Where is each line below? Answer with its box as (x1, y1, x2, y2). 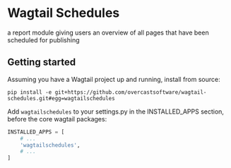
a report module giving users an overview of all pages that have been (7, 28, 210, 37)
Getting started (7, 56, 76, 68)
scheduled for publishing (7, 35, 80, 44)
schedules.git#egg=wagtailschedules (7, 95, 115, 102)
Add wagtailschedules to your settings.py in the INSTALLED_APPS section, (7, 107, 225, 116)
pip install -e (7, 88, 52, 96)
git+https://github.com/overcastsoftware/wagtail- (54, 88, 207, 96)
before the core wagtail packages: (7, 114, 107, 123)
